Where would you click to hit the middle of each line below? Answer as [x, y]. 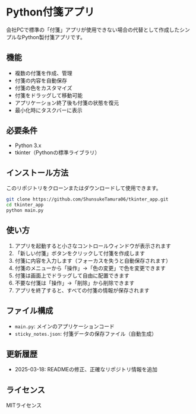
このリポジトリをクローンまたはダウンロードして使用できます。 [84, 188]
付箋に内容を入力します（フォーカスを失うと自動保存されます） [93, 260]
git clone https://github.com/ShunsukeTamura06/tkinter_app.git [87, 199]
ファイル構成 [30, 311]
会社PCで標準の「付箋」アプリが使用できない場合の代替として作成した [93, 30]
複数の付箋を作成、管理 [43, 73]
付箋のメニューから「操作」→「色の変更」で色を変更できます [90, 268]
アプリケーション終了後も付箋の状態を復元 [67, 103]
